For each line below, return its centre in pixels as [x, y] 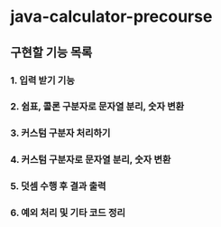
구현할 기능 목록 [51, 52]
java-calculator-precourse [111, 17]
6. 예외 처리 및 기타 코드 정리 [68, 213]
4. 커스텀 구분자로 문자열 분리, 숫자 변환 [91, 160]
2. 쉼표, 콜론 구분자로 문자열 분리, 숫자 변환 [97, 107]
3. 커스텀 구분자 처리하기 [60, 133]
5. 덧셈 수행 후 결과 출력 [58, 186]
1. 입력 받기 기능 [42, 80]
